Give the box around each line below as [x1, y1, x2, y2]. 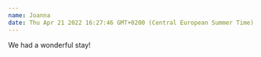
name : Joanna [8, 11, 51, 20]
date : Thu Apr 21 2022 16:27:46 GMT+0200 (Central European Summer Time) [8, 19, 255, 27]
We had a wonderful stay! [8, 40, 92, 49]
